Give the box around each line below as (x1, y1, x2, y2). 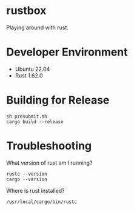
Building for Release (6, 93, 110, 107)
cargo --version (6, 176, 47, 182)
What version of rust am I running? (6, 159, 93, 166)
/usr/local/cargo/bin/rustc (6, 199, 78, 205)
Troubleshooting (6, 139, 92, 152)
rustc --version (6, 171, 47, 177)
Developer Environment (6, 45, 129, 59)
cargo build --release (6, 118, 64, 125)
